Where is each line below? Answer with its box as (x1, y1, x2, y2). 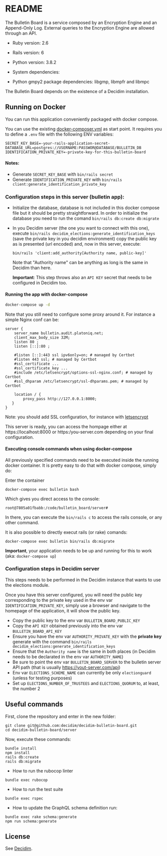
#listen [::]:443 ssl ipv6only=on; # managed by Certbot (14, 353, 135, 358)
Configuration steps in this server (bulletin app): (5, 193, 125, 200)
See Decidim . (5, 845, 33, 851)
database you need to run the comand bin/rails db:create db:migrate (12, 216, 160, 222)
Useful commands (5, 700, 63, 708)
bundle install (5, 746, 37, 751)
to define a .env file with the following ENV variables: (5, 131, 114, 137)
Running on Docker (5, 103, 66, 112)
